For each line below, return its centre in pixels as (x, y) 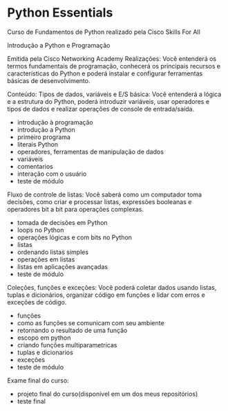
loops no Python (40, 230)
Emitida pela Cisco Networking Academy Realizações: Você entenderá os (112, 58)
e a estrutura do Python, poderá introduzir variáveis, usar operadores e (108, 101)
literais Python (38, 144)
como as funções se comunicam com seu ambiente (91, 322)
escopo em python (44, 338)
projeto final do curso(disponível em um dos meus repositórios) (107, 394)
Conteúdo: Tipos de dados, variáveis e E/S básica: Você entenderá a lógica (114, 94)
